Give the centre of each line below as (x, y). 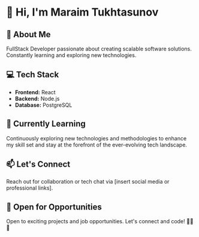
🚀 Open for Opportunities (54, 207)
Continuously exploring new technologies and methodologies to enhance (97, 138)
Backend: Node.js (37, 98)
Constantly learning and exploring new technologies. (71, 55)
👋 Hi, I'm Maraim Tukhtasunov (82, 12)
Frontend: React (35, 92)
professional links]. (30, 188)
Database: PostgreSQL (43, 105)
